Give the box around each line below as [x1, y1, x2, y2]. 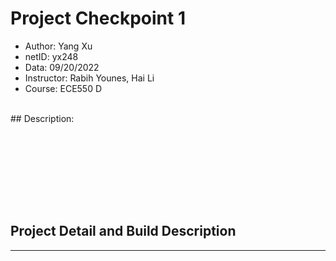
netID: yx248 [24, 50, 79, 62]
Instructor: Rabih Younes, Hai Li [24, 72, 155, 84]
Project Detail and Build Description [10, 223, 237, 240]
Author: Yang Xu [24, 40, 93, 52]
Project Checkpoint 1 [10, 7, 186, 30]
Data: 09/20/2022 [24, 61, 100, 73]
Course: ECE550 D [24, 82, 103, 94]
